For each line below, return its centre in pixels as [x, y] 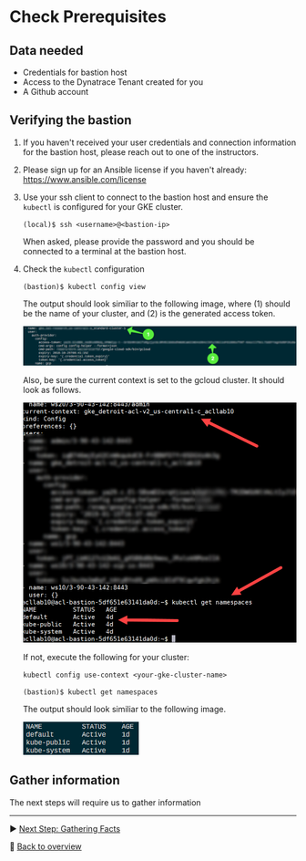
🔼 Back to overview [46, 846]
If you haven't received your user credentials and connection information [159, 142]
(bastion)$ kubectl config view [84, 286]
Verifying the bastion [71, 120]
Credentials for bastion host [75, 72]
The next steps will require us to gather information [106, 802]
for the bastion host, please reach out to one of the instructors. [141, 151]
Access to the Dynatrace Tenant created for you [112, 82]
